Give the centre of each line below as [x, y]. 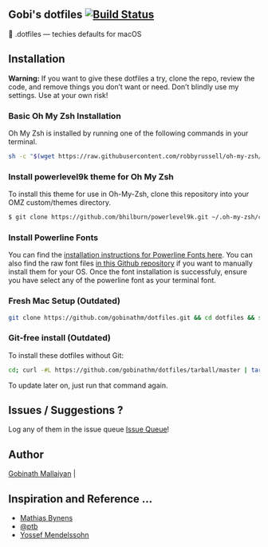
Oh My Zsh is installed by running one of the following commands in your [128, 133]
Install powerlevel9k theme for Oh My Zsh [91, 176]
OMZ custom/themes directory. [60, 203]
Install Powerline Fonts [53, 238]
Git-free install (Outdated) [60, 338]
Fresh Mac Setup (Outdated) [65, 301]
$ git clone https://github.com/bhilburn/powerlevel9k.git [108, 217]
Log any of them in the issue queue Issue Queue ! [89, 429]
